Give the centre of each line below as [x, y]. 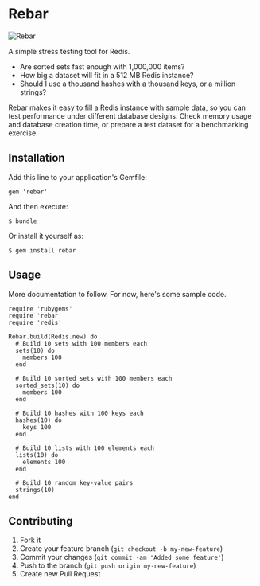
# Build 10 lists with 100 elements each [85, 448]
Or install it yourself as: [46, 236]
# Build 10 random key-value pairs [74, 482]
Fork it [30, 540]
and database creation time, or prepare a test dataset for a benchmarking [128, 124]
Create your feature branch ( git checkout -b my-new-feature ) [121, 549]
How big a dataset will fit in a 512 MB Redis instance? [107, 75]
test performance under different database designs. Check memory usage [130, 115]
